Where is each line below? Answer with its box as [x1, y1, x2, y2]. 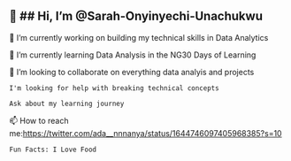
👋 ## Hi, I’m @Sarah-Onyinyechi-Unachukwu [9, 9, 264, 24]
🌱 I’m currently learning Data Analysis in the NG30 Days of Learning [9, 50, 257, 60]
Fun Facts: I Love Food [9, 145, 97, 154]
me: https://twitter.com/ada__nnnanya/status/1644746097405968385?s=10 [9, 127, 282, 138]
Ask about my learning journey [9, 99, 125, 108]
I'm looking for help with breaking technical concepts [9, 83, 219, 93]
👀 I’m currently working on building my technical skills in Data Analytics [9, 32, 269, 42]
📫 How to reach [9, 115, 69, 126]
